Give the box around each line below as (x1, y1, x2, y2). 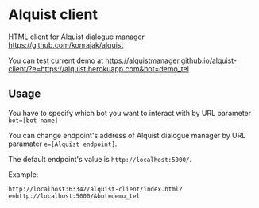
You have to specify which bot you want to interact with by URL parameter (8, 108, 252, 117)
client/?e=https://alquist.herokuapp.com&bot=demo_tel (8, 64, 189, 73)
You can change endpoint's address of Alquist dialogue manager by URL (8, 130, 246, 140)
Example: (8, 169, 39, 179)
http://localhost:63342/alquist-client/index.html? (8, 185, 183, 193)
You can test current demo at (8, 56, 104, 65)
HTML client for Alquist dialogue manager (8, 32, 145, 41)
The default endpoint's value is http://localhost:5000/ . (8, 154, 192, 164)
